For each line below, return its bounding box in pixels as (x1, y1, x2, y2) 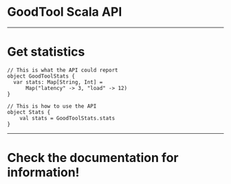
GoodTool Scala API (7, 4, 122, 20)
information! (7, 165, 80, 181)
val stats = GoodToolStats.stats (19, 115, 115, 122)
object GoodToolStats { (7, 73, 76, 80)
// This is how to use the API (7, 102, 97, 110)
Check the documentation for (7, 150, 179, 165)
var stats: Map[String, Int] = (13, 78, 103, 86)
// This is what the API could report (7, 67, 118, 73)
